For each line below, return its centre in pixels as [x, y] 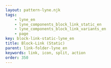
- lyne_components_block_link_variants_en [60, 29]
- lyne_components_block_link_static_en [58, 24]
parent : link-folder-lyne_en [36, 48]
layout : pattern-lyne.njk [33, 10]
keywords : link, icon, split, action [46, 53]
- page [21, 34]
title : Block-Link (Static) [35, 43]
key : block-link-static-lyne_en [40, 39]
